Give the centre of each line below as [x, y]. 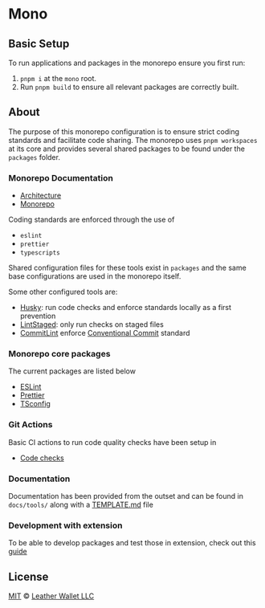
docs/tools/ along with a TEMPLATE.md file [81, 504]
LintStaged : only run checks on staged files [92, 324]
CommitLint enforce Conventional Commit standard [105, 333]
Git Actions [31, 425]
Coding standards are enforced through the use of [92, 220]
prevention [38, 316]
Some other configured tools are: [63, 292]
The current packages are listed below [72, 371]
